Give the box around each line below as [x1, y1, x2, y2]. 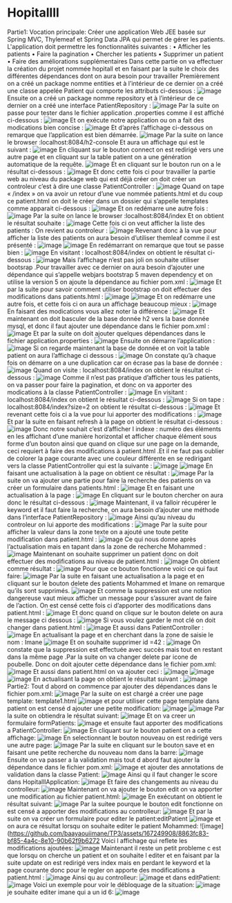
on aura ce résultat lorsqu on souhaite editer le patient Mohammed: [7, 821, 199, 830]
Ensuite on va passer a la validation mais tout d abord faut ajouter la [7, 756, 200, 764]
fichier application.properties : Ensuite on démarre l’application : [7, 336, 215, 345]
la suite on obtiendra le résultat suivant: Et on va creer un [7, 711, 195, 720]
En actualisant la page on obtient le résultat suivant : [33, 675, 182, 683]
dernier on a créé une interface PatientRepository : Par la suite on [7, 101, 220, 109]
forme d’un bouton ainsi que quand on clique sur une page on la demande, [7, 439, 220, 448]
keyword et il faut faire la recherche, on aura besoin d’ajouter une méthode [7, 505, 220, 513]
